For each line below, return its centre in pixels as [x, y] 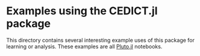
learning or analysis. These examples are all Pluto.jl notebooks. [84, 46]
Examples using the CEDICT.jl [82, 11]
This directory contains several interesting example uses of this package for [100, 40]
